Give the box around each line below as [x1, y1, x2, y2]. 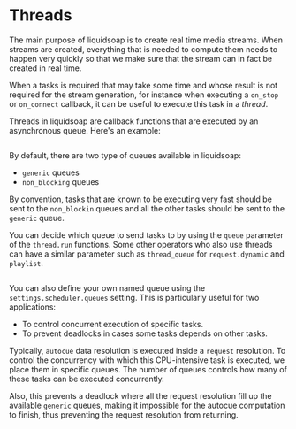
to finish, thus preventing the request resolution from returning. [9, 409, 239, 420]
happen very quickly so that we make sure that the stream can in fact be [9, 53, 272, 64]
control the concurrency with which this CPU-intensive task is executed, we [9, 355, 285, 365]
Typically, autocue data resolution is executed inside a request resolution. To [9, 345, 286, 356]
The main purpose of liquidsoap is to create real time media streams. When [9, 34, 283, 45]
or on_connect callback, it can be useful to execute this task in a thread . [9, 98, 269, 109]
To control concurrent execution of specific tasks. [21, 318, 204, 329]
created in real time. [9, 63, 82, 73]
